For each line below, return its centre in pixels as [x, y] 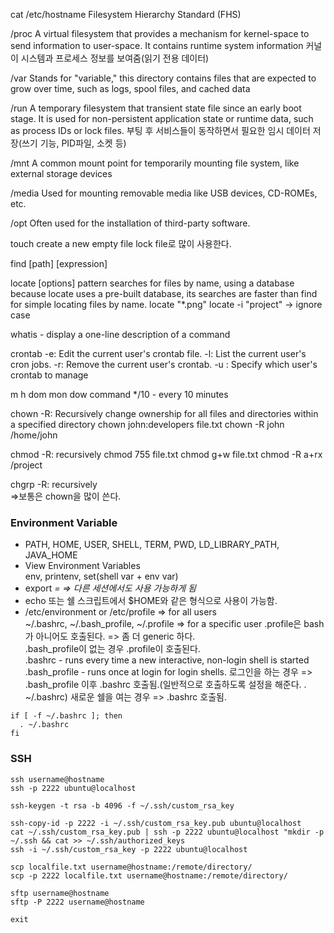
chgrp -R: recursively [54, 484]
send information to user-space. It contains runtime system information [157, 45]
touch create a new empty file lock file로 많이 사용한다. [121, 243]
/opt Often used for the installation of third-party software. [130, 223]
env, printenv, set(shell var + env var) [101, 576]
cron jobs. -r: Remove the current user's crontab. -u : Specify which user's [164, 364]
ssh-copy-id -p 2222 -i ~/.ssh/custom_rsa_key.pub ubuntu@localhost [156, 823]
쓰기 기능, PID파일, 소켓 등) [74, 143]
